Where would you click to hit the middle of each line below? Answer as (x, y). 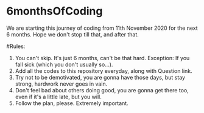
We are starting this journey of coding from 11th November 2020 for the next (102, 28)
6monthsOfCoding (55, 11)
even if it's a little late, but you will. (58, 97)
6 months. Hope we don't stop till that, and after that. (72, 34)
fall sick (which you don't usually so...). (64, 64)
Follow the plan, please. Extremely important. (72, 103)
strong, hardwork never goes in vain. (61, 84)
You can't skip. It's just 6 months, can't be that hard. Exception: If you (102, 58)
